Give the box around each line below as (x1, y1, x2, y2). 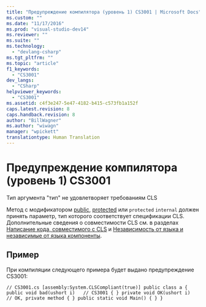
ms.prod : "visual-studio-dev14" (6, 26, 89, 32)
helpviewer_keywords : (6, 89, 62, 95)
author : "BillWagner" (6, 117, 62, 123)
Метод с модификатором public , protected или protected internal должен (6, 206, 199, 213)
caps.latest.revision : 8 (6, 105, 70, 112)
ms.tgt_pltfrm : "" (6, 55, 53, 61)
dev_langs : (6, 77, 34, 83)
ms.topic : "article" (6, 60, 59, 66)
